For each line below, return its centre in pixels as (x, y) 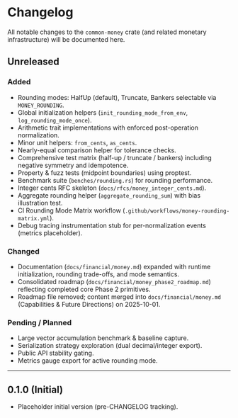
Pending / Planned (40, 322)
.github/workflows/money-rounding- (177, 211)
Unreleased (34, 62)
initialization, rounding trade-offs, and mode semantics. (98, 274)
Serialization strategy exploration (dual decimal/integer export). (110, 346)
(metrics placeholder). (50, 233)
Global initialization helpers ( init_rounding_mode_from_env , (103, 112)
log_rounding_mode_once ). (55, 120)
